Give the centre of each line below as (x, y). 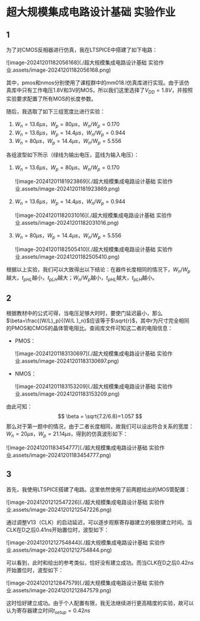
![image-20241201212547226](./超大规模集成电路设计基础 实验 (83, 502)
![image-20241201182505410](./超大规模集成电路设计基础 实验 (91, 249)
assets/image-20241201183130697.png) (70, 361)
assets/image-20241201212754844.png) (62, 550)
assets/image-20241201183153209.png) (71, 394)
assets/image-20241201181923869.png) (71, 188)
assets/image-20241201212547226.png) (62, 509)
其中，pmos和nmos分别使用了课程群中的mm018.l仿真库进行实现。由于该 (95, 82)
